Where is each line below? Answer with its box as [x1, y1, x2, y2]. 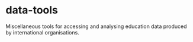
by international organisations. [5, 29, 79, 36]
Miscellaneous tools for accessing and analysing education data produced [5, 23, 187, 30]
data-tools [5, 3, 59, 17]
